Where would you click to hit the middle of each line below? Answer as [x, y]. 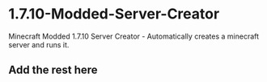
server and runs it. [39, 44]
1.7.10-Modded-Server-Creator [114, 14]
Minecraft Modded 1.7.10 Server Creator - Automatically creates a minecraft [134, 36]
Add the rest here [53, 70]
